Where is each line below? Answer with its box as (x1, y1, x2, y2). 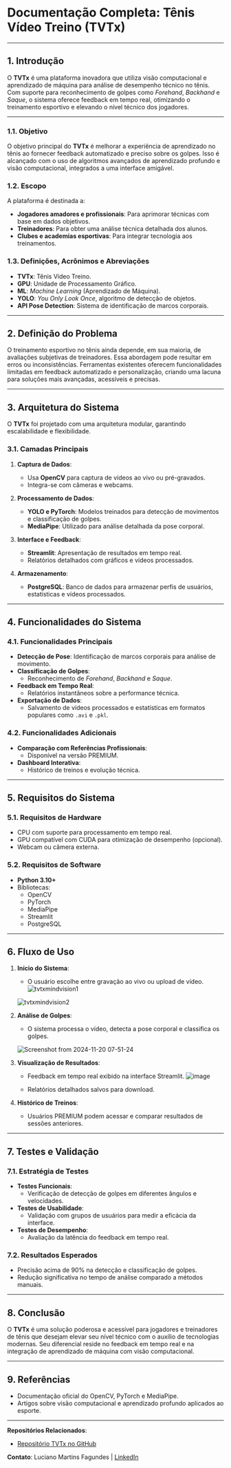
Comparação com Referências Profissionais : (16, 744, 148, 752)
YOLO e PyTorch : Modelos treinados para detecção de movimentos (27, 507, 219, 515)
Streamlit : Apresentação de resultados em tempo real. (27, 548, 182, 557)
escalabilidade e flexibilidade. (7, 427, 91, 435)
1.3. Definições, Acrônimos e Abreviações (7, 257, 150, 266)
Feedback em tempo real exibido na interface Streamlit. (27, 1072, 184, 1081)
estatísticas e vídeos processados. (27, 590, 126, 598)
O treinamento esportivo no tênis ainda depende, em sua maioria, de (7, 346, 201, 354)
